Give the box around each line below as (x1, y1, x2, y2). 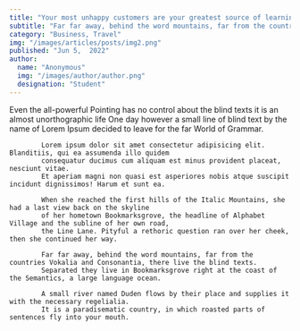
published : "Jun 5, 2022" (9, 47, 110, 55)
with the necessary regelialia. (9, 297, 129, 306)
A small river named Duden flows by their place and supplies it (41, 289, 290, 298)
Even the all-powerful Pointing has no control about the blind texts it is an (9, 104, 279, 115)
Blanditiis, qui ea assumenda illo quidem (9, 149, 170, 157)
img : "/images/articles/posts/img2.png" (9, 38, 162, 47)
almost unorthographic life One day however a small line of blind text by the (9, 114, 287, 124)
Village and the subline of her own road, (9, 218, 170, 228)
